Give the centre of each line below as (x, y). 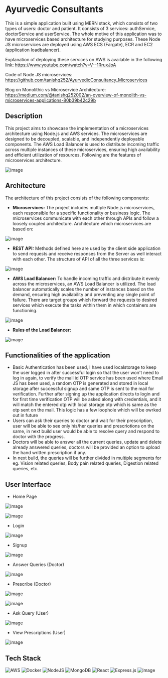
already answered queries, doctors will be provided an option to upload (86, 447)
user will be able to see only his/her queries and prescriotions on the (83, 426)
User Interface (28, 485)
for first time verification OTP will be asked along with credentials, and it (87, 399)
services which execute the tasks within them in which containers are (84, 305)
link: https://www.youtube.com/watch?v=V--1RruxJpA (61, 65)
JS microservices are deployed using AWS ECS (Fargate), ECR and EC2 (79, 44)
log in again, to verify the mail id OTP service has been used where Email (88, 378)
